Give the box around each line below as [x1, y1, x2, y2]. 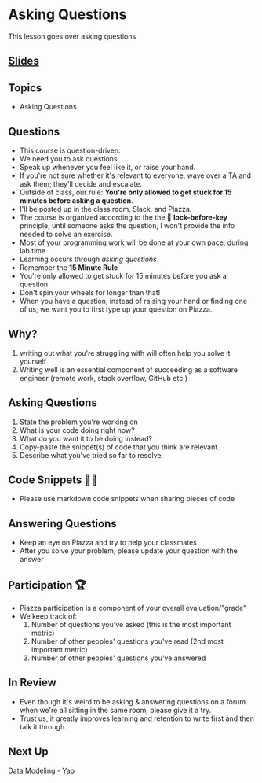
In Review [8, 676, 56, 689]
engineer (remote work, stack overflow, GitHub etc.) [19, 373, 188, 382]
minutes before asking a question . [19, 195, 133, 205]
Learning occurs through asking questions [19, 254, 157, 264]
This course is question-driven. [19, 146, 121, 155]
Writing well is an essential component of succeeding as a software [19, 364, 238, 375]
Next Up [8, 745, 49, 759]
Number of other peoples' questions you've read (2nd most [31, 637, 224, 646]
